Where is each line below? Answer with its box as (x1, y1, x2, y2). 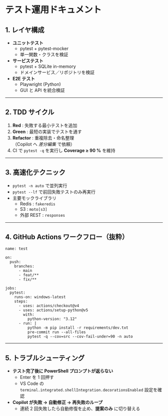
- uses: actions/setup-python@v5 (18, 308, 88, 313)
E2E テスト (12, 76, 35, 81)
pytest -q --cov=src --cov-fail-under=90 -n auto (27, 334, 133, 339)
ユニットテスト (12, 40, 43, 46)
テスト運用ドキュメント (5, 4, 102, 16)
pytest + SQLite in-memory (19, 63, 76, 69)
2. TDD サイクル (5, 108, 54, 116)
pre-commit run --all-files (27, 330, 86, 335)
